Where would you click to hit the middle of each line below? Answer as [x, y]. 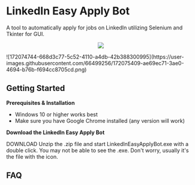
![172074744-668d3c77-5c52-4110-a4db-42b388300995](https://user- [95, 57]
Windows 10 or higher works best [56, 114]
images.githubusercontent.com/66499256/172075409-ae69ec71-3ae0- [95, 63]
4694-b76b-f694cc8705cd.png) [46, 69]
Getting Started [36, 88]
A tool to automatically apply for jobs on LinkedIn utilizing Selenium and [94, 28]
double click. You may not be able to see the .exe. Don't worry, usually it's [97, 150]
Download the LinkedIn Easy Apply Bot [55, 132]
